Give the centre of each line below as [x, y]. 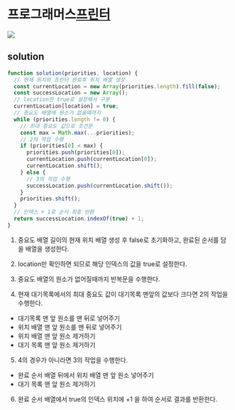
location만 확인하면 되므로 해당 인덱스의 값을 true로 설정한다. [102, 263]
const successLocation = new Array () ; [71, 93]
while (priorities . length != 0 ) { [65, 119]
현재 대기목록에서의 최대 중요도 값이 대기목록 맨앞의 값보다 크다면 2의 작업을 [123, 294]
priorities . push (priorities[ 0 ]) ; [76, 153]
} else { [33, 172]
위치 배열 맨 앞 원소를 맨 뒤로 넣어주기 [70, 327]
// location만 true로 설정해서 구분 [62, 100]
